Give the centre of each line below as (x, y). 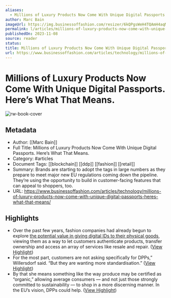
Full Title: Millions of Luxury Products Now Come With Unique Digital (84, 148)
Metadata (21, 130)
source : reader (21, 39)
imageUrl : (16, 24)
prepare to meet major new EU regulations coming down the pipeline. (85, 175)
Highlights (22, 218)
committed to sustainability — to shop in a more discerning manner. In (86, 285)
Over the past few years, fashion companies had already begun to (82, 231)
